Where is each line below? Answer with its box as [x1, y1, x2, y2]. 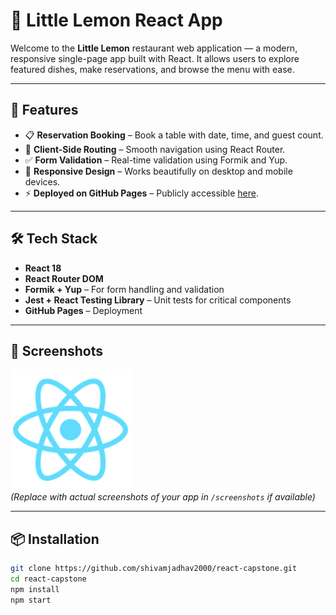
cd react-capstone [10, 574, 87, 584]
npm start [10, 595, 52, 605]
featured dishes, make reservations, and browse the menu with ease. [10, 63, 295, 75]
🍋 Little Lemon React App [10, 9, 223, 32]
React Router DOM [24, 272, 104, 284]
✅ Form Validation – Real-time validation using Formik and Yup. [24, 154, 288, 166]
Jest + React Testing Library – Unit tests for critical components [24, 294, 292, 306]
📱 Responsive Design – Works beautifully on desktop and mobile [24, 165, 293, 177]
